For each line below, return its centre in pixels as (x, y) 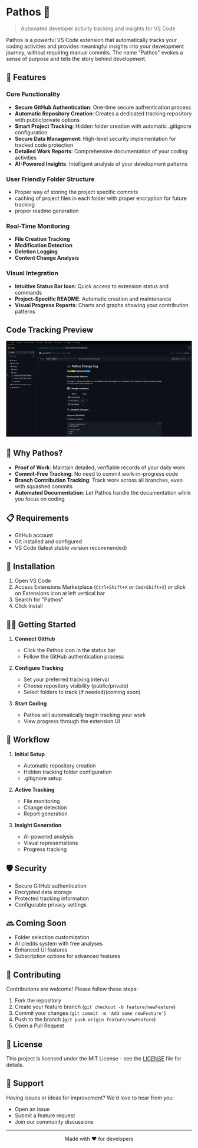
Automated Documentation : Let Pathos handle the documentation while (103, 492)
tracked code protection (44, 145)
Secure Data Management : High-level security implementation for (95, 138)
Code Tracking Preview (50, 330)
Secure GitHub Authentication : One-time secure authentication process (103, 107)
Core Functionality (33, 94)
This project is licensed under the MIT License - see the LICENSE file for (94, 1059)
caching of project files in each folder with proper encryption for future (101, 198)
